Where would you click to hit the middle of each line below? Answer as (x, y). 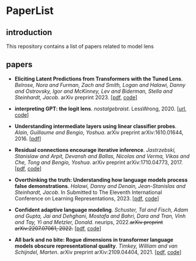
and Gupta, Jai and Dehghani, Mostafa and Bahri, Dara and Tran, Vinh (100, 216)
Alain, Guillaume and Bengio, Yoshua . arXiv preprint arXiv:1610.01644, (99, 132)
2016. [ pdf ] (28, 138)
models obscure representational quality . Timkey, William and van (96, 246)
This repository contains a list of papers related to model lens (80, 46)
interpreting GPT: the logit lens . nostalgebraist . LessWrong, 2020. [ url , (101, 109)
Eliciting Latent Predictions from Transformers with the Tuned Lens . (99, 79)
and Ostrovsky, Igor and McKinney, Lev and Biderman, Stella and (93, 91)
